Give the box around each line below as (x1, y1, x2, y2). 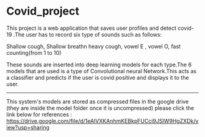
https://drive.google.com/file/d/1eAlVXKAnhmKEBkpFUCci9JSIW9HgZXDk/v (6, 117, 199, 124)
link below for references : (6, 111, 72, 118)
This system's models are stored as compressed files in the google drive (6, 97, 189, 105)
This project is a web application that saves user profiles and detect (6, 24, 177, 32)
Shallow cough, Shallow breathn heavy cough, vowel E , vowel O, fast (6, 43, 181, 50)
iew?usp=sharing (6, 124, 50, 131)
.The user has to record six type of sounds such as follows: (13, 30, 162, 38)
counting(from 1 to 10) (6, 49, 62, 56)
